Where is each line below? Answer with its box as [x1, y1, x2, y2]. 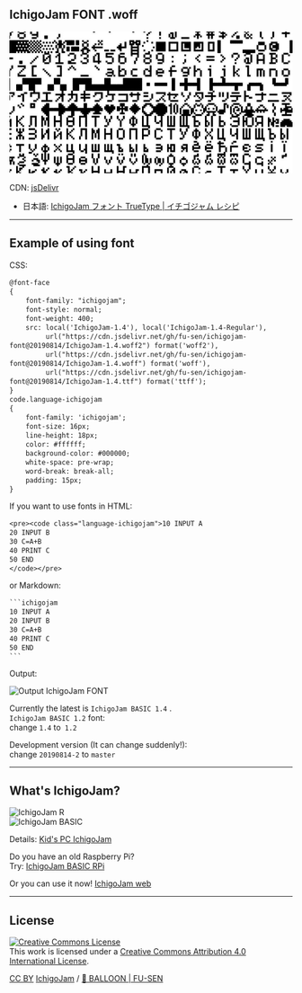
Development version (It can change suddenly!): [9, 739, 188, 749]
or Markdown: [9, 580, 61, 590]
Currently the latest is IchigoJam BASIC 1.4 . [9, 703, 173, 714]
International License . [9, 956, 90, 967]
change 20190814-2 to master [9, 749, 116, 759]
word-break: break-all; [25, 466, 115, 475]
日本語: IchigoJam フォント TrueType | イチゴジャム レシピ [22, 200, 240, 211]
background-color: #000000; [25, 448, 130, 457]
